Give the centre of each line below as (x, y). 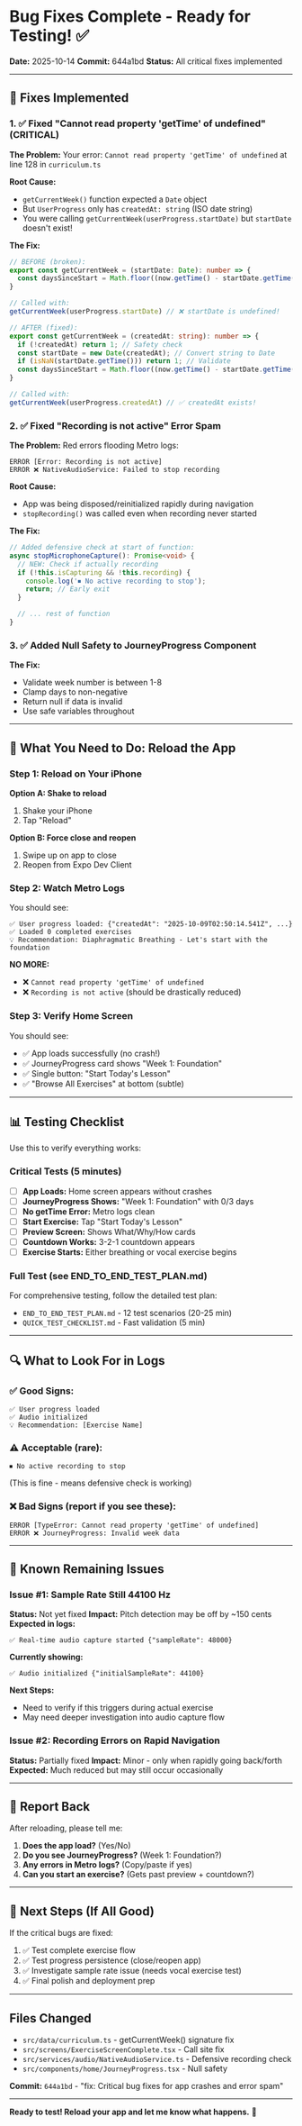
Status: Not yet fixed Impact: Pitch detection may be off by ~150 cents (141, 1614)
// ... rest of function (64, 614)
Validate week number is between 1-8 (92, 683)
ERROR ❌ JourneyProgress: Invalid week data (94, 1533)
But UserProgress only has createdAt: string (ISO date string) (138, 208)
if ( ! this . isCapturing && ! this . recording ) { (104, 572)
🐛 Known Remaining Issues (87, 1569)
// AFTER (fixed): (44, 327)
